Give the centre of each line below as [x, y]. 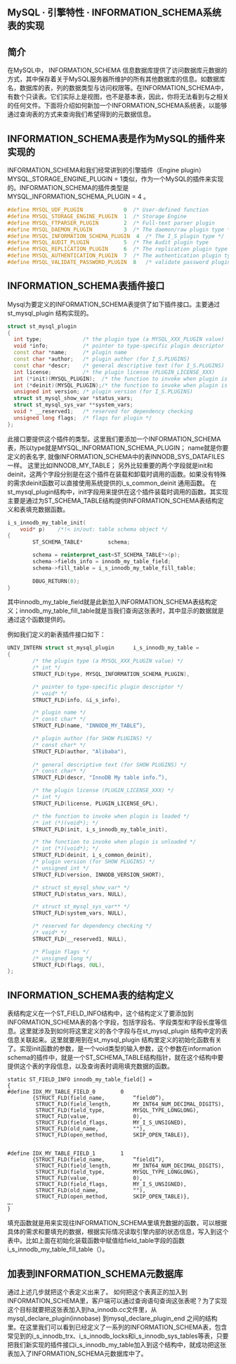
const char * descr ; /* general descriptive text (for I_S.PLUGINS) [119, 365]
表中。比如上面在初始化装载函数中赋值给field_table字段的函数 [96, 1241]
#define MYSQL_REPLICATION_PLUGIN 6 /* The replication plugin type [118, 249]
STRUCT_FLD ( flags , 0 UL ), [69, 965]
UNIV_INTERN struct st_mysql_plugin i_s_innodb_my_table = [103, 648]
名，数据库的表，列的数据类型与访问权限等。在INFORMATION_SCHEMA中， [117, 88]
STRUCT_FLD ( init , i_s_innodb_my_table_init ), [100, 830]
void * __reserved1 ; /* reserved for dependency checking [103, 412]
